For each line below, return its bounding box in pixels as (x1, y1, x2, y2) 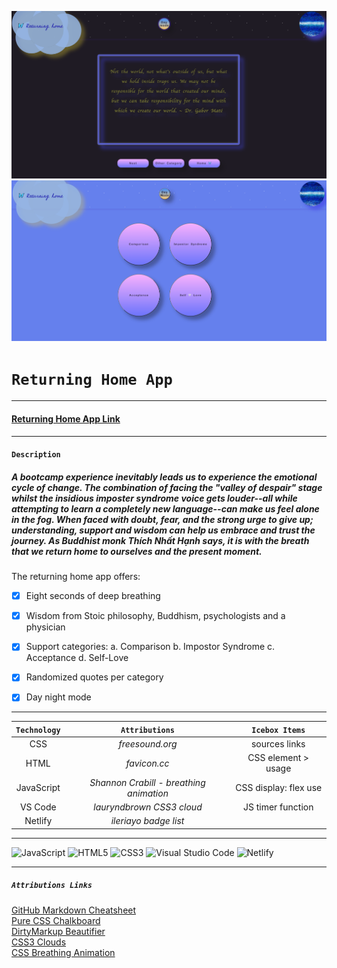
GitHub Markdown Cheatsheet (11, 904, 137, 916)
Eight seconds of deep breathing (25, 590, 161, 602)
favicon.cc (125, 757, 170, 769)
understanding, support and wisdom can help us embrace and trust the (11, 524, 316, 536)
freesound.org (118, 738, 178, 750)
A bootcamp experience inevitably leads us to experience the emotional (11, 471, 318, 483)
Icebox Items (251, 725, 306, 735)
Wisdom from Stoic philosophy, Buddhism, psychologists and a (25, 610, 286, 622)
